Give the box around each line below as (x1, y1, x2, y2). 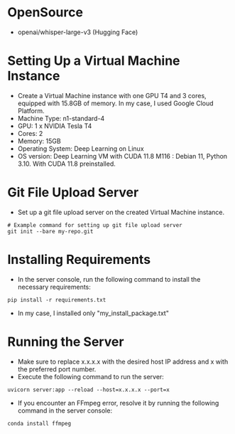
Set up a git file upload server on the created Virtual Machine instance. (17, 208, 225, 216)
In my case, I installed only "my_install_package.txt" (17, 309, 169, 317)
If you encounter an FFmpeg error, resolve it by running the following (17, 398, 219, 407)
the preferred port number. (17, 364, 97, 374)
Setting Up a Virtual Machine (7, 53, 180, 69)
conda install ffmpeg (7, 420, 72, 427)
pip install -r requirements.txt (7, 296, 106, 303)
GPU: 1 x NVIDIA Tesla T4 (17, 122, 92, 130)
